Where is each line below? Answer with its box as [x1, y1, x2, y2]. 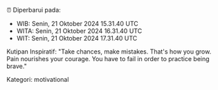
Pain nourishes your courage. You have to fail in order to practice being [6, 55, 210, 63]
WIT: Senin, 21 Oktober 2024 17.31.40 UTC [16, 34, 138, 42]
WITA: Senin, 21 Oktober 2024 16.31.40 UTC [16, 27, 143, 35]
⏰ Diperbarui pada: [6, 6, 62, 14]
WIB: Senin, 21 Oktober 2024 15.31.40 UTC [16, 20, 139, 27]
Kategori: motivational [6, 76, 69, 83]
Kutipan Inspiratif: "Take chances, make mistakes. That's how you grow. [6, 47, 212, 56]
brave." [6, 62, 27, 70]
